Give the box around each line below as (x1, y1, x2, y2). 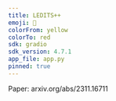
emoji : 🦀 (8, 19, 37, 27)
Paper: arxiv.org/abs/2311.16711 (8, 84, 108, 93)
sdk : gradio (8, 41, 47, 49)
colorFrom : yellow (8, 26, 68, 34)
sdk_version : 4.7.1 (8, 48, 72, 56)
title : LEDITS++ (8, 11, 61, 20)
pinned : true (8, 63, 51, 70)
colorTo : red (8, 33, 51, 41)
